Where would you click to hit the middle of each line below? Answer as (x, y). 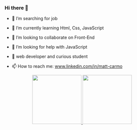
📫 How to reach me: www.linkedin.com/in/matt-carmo (67, 66)
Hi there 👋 (17, 8)
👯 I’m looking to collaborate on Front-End (53, 38)
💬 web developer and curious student (50, 56)
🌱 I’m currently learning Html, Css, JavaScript (58, 28)
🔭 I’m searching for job (35, 19)
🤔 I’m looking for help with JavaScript (49, 47)
